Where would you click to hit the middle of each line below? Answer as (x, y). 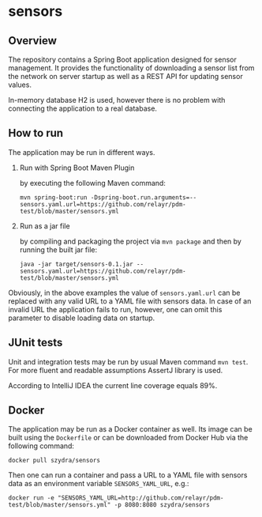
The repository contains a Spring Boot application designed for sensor (122, 59)
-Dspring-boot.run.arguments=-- (144, 197)
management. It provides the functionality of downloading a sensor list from (131, 68)
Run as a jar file (45, 226)
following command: (41, 446)
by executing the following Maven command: (92, 183)
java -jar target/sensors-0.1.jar (76, 264)
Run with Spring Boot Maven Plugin (77, 168)
